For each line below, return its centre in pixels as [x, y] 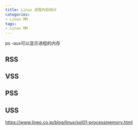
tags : [11, 24]
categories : [17, 14]
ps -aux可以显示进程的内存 [33, 43]
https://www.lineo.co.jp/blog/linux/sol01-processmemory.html [69, 122]
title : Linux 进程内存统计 [31, 10]
